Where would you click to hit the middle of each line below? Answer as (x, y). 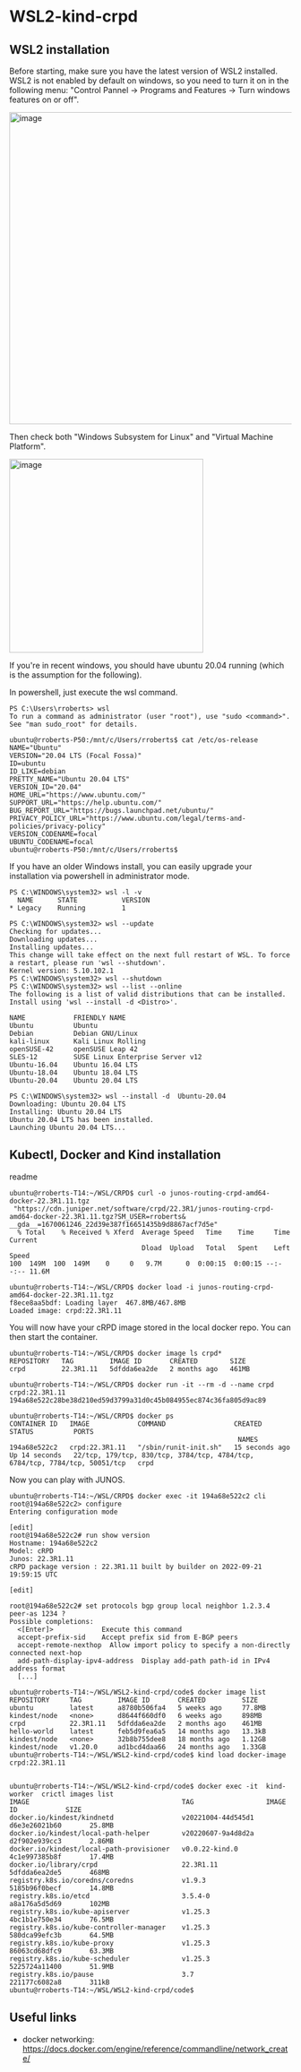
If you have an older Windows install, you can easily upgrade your (131, 866)
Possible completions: (52, 1621)
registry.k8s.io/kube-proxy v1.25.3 (110, 1943)
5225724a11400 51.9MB (62, 1966)
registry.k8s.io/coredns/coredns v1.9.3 (107, 1880)
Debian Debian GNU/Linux (74, 1033)
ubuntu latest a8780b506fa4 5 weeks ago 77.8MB (138, 1708)
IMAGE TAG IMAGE (148, 1802)
